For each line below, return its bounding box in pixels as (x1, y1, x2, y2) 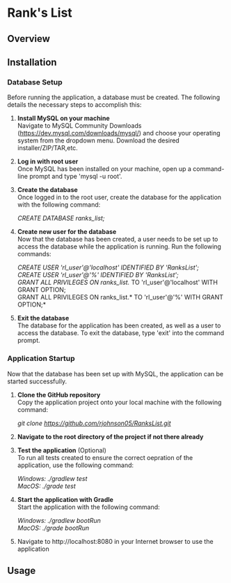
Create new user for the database (17, 228, 117, 236)
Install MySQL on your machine (17, 114, 110, 123)
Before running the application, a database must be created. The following (7, 93, 221, 102)
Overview (7, 33, 51, 45)
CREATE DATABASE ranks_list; (17, 214, 105, 223)
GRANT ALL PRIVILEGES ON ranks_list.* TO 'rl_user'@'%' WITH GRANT (17, 293, 224, 302)
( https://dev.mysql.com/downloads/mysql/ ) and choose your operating (17, 129, 221, 138)
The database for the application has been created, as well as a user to (17, 321, 221, 330)
